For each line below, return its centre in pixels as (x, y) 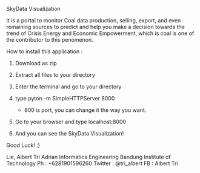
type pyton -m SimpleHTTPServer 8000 (65, 98)
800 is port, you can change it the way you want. (85, 110)
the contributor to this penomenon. (50, 40)
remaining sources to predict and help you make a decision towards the (95, 27)
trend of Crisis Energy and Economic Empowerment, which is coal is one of (100, 33)
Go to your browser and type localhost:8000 (70, 122)
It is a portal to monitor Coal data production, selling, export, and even (94, 20)
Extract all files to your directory (55, 75)
